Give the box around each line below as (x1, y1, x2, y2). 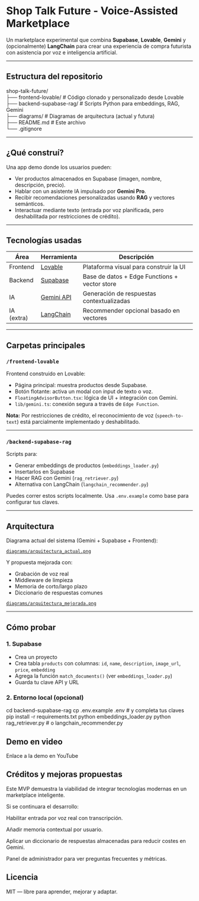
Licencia (6, 872, 38, 883)
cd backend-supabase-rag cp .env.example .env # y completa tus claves (6, 707, 185, 714)
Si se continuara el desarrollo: (6, 803, 79, 810)
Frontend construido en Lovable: (6, 370, 86, 377)
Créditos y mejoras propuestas (6, 770, 123, 780)
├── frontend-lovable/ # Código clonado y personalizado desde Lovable (6, 94, 184, 101)
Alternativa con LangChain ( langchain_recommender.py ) (14, 481, 149, 488)
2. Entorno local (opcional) (6, 693, 84, 702)
